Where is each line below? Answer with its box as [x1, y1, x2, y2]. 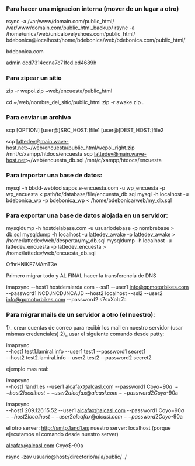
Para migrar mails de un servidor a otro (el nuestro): [6, 311, 156, 319]
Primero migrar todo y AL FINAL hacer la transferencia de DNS [6, 272, 156, 279]
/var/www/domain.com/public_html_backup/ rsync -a [6, 24, 135, 31]
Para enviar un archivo [6, 113, 71, 121]
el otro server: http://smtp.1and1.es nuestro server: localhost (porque [6, 424, 171, 431]
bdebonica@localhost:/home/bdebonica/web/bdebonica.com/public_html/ [6, 37, 186, 44]
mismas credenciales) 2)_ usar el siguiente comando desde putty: [6, 330, 165, 337]
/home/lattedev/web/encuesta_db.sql [6, 249, 96, 256]
